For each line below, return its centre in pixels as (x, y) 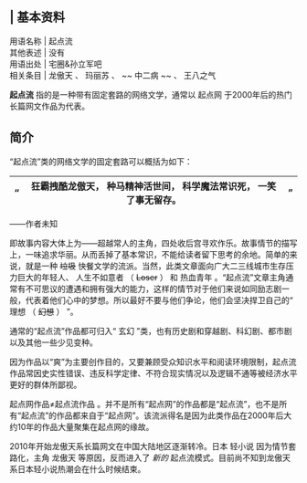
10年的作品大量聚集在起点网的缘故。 (85, 426)
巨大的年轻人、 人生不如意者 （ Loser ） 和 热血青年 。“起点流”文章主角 (151, 277)
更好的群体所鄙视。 (46, 384)
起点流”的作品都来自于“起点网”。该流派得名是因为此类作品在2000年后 (153, 415)
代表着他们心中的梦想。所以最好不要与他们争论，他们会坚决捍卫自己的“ (159, 299)
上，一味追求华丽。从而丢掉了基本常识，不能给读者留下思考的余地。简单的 (149, 254)
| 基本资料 (37, 17)
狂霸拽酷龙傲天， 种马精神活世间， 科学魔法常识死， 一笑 (153, 186)
